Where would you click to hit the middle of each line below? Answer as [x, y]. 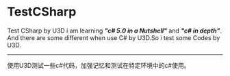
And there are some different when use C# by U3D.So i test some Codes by [114, 37]
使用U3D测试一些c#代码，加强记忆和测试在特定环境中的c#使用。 [99, 65]
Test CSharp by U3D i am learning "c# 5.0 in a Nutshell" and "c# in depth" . [115, 31]
